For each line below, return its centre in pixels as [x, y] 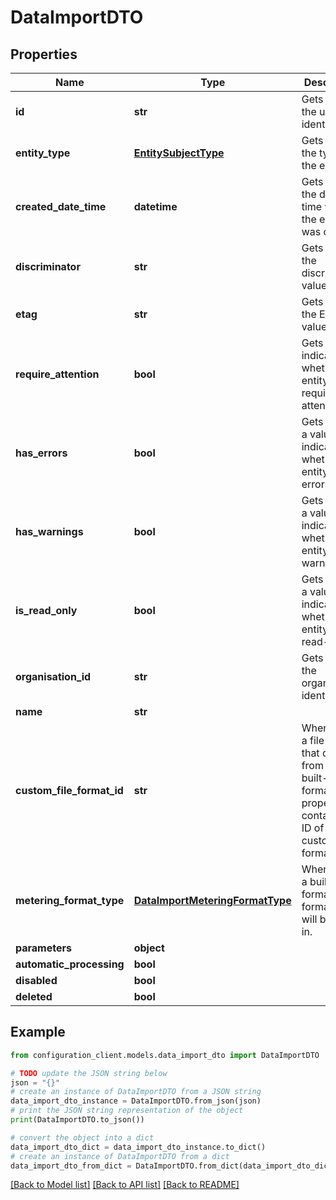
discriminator [48, 266]
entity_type [43, 153]
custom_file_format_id [69, 790]
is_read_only [46, 610]
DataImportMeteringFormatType [212, 900]
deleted [34, 996]
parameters [43, 948]
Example [38, 1032]
